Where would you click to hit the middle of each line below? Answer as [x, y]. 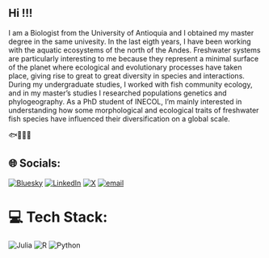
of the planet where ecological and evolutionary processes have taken [125, 67]
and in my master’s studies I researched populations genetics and [118, 93]
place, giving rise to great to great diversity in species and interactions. [126, 75]
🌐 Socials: [35, 164]
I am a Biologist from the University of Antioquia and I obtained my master [131, 32]
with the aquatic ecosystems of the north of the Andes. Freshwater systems [134, 50]
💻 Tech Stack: [58, 217]
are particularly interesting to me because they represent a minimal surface [134, 58]
